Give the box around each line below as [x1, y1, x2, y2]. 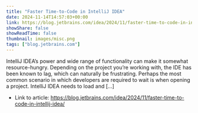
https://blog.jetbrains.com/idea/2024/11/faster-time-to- [50, 94, 184, 101]
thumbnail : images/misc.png [6, 36, 75, 42]
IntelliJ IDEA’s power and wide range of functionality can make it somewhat [6, 57, 189, 65]
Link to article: [14, 94, 49, 101]
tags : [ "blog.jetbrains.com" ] [6, 42, 81, 48]
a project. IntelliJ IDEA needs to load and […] [6, 82, 115, 89]
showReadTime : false [6, 31, 57, 36]
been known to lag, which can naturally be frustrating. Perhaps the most [6, 70, 181, 77]
